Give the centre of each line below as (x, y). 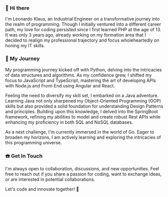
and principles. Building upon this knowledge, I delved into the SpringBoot (81, 111)
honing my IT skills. (25, 46)
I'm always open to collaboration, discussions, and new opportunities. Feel (82, 168)
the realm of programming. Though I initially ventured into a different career (83, 24)
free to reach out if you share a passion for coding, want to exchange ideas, (83, 174)
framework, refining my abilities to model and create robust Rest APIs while (83, 117)
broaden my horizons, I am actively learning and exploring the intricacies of (83, 137)
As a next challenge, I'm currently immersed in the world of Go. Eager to (80, 132)
